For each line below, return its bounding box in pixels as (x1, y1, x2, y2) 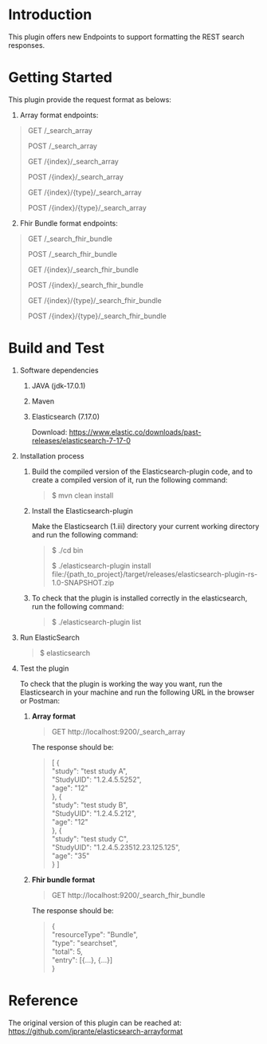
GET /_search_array (27, 125, 93, 135)
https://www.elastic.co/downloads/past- (69, 427, 202, 436)
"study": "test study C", (51, 833, 129, 843)
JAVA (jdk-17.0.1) (31, 380, 86, 390)
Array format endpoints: (19, 110, 99, 120)
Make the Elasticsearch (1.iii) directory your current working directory (31, 521, 260, 531)
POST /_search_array (27, 141, 98, 151)
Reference (8, 991, 78, 1010)
